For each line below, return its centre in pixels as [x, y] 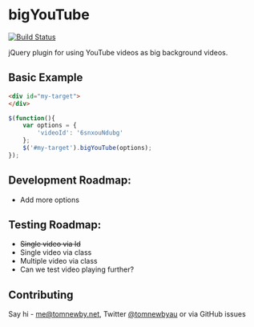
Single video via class [56, 252]
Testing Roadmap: [55, 225]
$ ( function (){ [32, 118]
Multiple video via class [58, 261]
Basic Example [46, 78]
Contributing [41, 295]
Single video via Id [50, 244]
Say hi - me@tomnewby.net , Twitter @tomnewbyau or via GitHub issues [127, 314]
